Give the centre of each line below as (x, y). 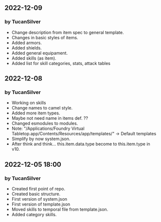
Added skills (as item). (34, 58)
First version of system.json (39, 199)
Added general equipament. (40, 53)
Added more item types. (36, 113)
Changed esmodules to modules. (45, 124)
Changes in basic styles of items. (45, 37)
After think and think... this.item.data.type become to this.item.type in (81, 144)
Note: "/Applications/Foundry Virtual (48, 128)
